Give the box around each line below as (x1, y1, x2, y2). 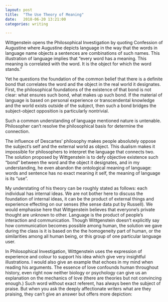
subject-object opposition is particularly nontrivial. (5, 108, 109, 114)
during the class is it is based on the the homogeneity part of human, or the (5, 228, 161, 234)
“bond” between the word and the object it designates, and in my (5, 159, 140, 166)
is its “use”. (5, 175, 29, 181)
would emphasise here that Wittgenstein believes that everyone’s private (5, 207, 155, 213)
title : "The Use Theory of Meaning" (5, 12, 84, 17)
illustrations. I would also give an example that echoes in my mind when (5, 259, 153, 265)
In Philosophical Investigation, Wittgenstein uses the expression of (5, 248, 142, 254)
